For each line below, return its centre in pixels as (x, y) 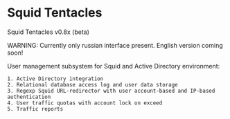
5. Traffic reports (35, 109)
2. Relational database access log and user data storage (92, 84)
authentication (29, 97)
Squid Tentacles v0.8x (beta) (48, 32)
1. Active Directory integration (55, 79)
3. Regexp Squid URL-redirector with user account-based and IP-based (111, 91)
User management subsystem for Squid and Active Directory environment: (114, 66)
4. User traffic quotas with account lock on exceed (85, 103)
